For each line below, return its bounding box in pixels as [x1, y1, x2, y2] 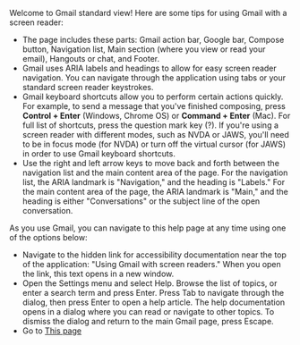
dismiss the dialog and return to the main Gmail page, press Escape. [21, 316, 275, 326]
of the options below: [9, 232, 88, 242]
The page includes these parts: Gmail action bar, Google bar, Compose [21, 35, 285, 45]
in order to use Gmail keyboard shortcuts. [21, 148, 176, 159]
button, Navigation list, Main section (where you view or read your [21, 44, 266, 55]
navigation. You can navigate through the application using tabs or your [21, 72, 287, 83]
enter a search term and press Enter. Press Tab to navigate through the [21, 288, 285, 298]
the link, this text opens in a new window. [21, 268, 175, 279]
